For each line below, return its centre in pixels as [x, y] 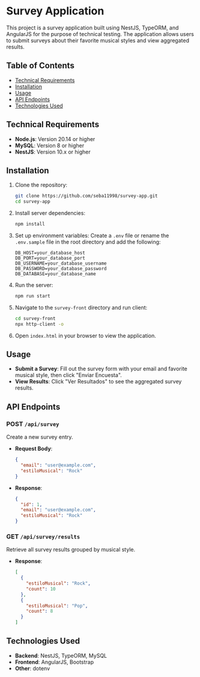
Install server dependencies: [50, 213]
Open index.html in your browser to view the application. [85, 335]
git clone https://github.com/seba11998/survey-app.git [86, 196]
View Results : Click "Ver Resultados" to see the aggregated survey [98, 382]
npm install [30, 224]
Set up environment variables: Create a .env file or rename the [92, 236]
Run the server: [34, 285]
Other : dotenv [32, 668]
